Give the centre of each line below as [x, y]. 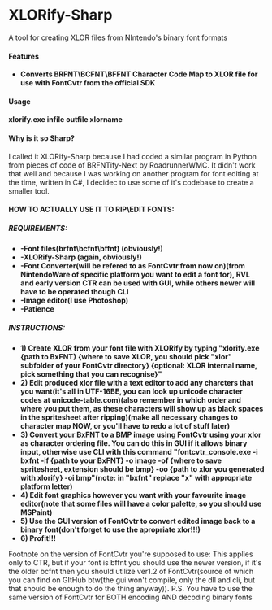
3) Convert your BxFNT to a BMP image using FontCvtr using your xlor [141, 435]
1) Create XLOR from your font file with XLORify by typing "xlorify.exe [140, 348]
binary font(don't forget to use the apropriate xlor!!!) [110, 529]
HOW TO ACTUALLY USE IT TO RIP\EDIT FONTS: [91, 210]
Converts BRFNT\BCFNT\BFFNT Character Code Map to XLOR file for [139, 74]
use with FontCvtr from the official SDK [88, 83]
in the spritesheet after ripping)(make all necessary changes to [129, 417]
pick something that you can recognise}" [91, 374]
